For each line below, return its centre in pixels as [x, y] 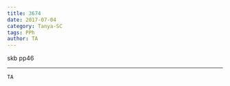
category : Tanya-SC [35, 26]
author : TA [23, 39]
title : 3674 [24, 13]
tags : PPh [21, 32]
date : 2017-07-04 [32, 20]
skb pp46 [21, 58]
